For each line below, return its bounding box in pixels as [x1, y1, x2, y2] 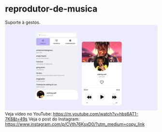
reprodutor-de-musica [5, 3, 98, 15]
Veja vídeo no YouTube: [5, 111, 52, 117]
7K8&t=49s [5, 116, 28, 122]
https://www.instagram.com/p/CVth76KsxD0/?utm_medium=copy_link [5, 121, 145, 127]
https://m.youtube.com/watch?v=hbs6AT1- [53, 111, 139, 117]
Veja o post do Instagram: [28, 116, 80, 122]
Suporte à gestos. [5, 19, 41, 25]
